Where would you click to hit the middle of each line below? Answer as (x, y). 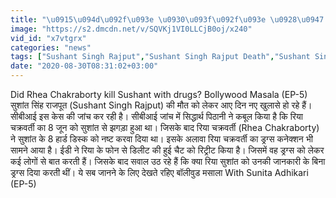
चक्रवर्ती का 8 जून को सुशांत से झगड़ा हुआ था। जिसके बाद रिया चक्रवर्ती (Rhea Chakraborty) (165, 127)
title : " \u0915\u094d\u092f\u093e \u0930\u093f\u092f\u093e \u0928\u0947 (167, 19)
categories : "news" (51, 47)
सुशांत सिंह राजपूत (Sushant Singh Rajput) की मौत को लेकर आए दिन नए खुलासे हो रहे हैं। (161, 105)
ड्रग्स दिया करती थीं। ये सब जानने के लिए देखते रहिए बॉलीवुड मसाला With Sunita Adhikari (159, 172)
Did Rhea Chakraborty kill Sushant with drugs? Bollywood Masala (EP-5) (159, 94)
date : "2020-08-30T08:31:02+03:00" (84, 66)
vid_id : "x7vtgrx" (48, 38)
